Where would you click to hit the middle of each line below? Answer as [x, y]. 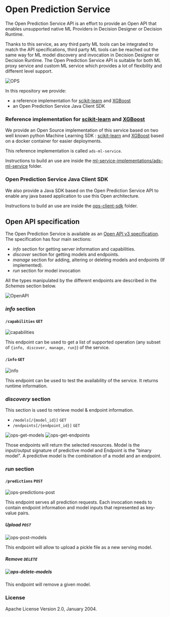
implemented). [28, 265]
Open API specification [42, 221]
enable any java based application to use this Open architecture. [72, 196]
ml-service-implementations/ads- [128, 161]
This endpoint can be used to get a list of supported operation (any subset [83, 342]
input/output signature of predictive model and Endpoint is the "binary [78, 450]
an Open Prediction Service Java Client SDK [59, 106]
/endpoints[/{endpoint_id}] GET [46, 425]
